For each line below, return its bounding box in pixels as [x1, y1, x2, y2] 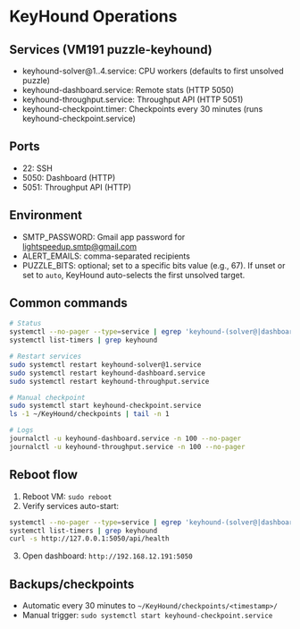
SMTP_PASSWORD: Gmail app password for [21, 231, 186, 242]
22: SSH [21, 163, 54, 174]
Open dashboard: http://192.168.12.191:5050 [21, 550, 194, 561]
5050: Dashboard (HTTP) [21, 172, 116, 183]
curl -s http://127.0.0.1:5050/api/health [9, 534, 170, 543]
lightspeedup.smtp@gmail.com [21, 241, 137, 251]
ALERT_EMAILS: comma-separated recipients [21, 251, 190, 261]
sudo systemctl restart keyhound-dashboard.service [9, 369, 205, 378]
